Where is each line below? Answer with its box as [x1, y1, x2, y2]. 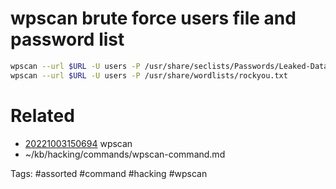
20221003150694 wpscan [24, 137, 133, 149]
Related [10, 104, 75, 127]
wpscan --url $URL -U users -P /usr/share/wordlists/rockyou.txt [10, 70, 288, 81]
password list [10, 28, 125, 51]
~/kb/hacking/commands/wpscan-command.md [24, 148, 226, 160]
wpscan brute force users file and [10, 7, 297, 30]
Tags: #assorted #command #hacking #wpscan [10, 167, 208, 179]
